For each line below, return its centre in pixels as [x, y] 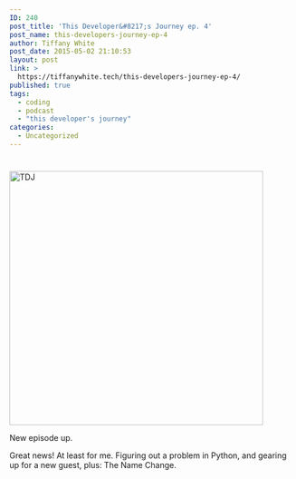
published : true [40, 85]
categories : [32, 128]
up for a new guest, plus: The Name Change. [93, 465]
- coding [34, 102]
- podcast [36, 111]
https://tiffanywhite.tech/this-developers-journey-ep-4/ [129, 77]
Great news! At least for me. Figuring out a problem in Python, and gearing [148, 455]
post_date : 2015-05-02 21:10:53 [70, 52]
